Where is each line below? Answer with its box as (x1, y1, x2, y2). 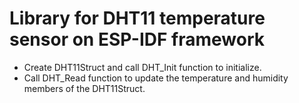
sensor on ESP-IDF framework (9, 28, 265, 51)
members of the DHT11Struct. (23, 82, 146, 94)
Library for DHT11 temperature (9, 7, 266, 30)
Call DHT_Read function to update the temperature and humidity (23, 72, 289, 84)
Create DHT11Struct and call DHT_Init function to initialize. (23, 61, 262, 73)
